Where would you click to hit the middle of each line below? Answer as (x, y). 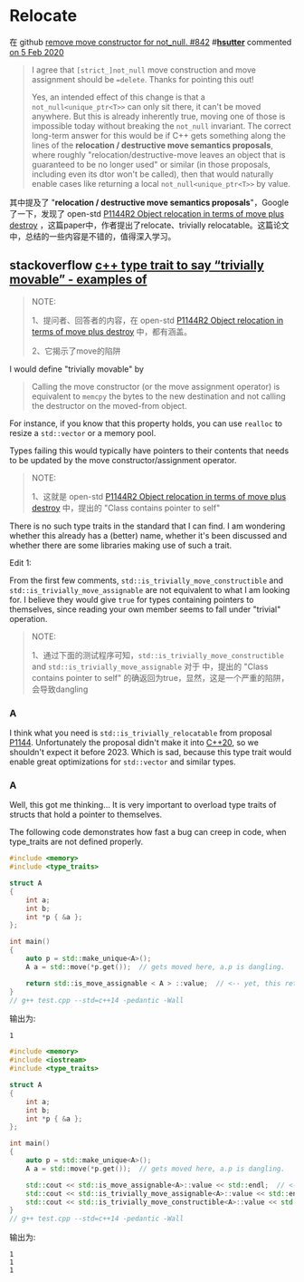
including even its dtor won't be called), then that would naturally (152, 174)
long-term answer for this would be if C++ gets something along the (159, 135)
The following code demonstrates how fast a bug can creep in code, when (148, 832)
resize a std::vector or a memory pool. (83, 432)
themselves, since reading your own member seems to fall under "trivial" (145, 609)
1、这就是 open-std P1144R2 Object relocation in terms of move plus (159, 496)
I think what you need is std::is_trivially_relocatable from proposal (141, 733)
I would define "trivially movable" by (77, 369)
